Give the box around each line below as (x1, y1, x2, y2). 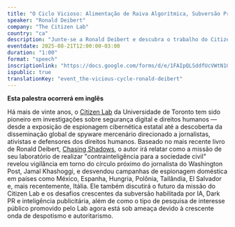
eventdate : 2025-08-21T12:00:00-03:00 (7, 43, 120, 50)
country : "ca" (7, 29, 49, 37)
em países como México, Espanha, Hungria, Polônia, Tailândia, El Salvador (7, 175, 222, 183)
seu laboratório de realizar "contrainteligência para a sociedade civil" (7, 152, 206, 161)
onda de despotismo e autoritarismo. (7, 212, 114, 220)
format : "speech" (7, 56, 58, 63)
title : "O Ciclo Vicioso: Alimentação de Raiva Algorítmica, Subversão (7, 10, 220, 17)
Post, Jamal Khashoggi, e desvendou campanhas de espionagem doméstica (7, 167, 228, 175)
